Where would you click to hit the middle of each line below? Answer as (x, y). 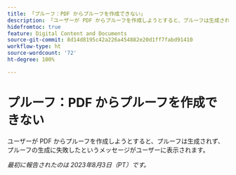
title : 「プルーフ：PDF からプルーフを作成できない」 (77, 14)
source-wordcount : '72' (42, 53)
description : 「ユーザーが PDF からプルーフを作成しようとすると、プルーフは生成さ (116, 20)
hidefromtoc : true (34, 27)
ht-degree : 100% (31, 60)
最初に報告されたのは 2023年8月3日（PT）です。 (79, 164)
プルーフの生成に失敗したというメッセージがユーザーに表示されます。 (108, 150)
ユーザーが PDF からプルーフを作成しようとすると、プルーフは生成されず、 (116, 141)
